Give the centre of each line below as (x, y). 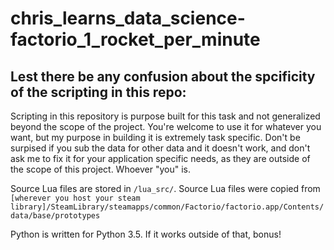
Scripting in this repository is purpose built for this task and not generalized (165, 116)
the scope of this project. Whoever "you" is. (100, 169)
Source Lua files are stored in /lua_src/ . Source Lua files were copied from (165, 188)
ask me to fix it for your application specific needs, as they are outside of (160, 158)
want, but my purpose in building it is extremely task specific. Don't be (155, 137)
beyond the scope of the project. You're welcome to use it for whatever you (166, 126)
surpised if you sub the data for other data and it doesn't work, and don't (160, 148)
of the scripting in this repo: (98, 92)
